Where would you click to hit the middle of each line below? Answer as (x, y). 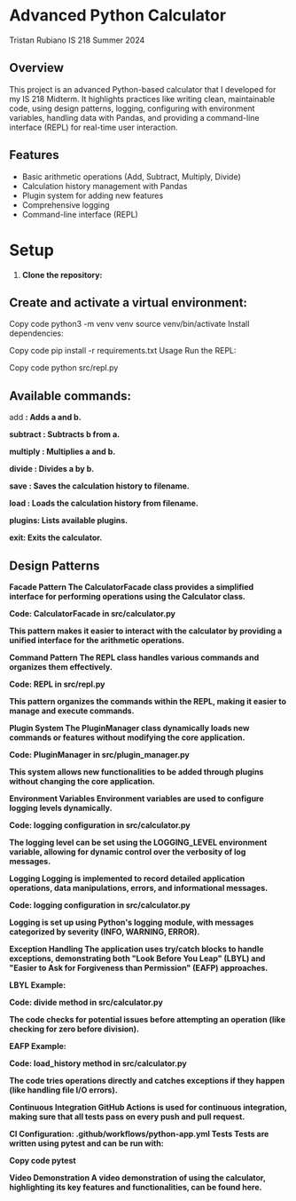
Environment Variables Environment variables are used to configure (136, 798)
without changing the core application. (82, 781)
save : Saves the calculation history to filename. (100, 486)
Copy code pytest (43, 1160)
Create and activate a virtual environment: (129, 302)
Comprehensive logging (66, 204)
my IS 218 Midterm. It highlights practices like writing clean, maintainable (142, 99)
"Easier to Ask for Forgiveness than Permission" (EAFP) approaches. (139, 967)
